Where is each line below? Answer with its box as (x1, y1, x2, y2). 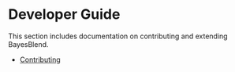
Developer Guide (8, 5, 121, 23)
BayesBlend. (8, 39, 49, 49)
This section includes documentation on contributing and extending (8, 31, 228, 41)
